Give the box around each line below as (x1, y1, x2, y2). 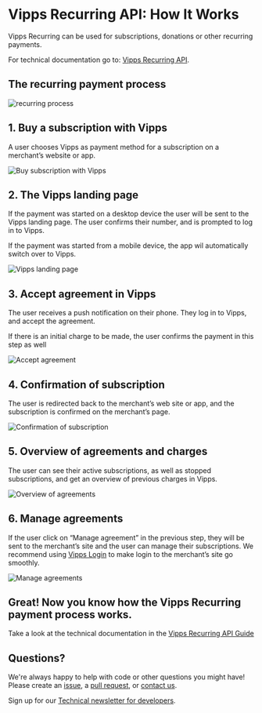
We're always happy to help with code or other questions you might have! (8, 672, 246, 682)
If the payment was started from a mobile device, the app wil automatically (8, 241, 249, 250)
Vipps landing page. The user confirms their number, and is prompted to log (8, 217, 253, 227)
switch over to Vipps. (8, 249, 77, 259)
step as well (8, 340, 47, 350)
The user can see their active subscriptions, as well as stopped (8, 465, 212, 475)
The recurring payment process (8, 78, 167, 91)
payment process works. (8, 608, 133, 621)
